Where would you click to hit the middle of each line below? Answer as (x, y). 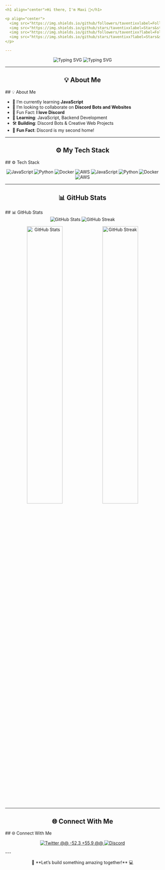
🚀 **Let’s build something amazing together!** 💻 (82, 863)
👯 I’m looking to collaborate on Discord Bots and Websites (72, 107)
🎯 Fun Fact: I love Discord (38, 112)
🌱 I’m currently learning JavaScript (48, 102)
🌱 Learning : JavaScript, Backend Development (60, 117)
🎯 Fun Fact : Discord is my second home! (53, 130)
